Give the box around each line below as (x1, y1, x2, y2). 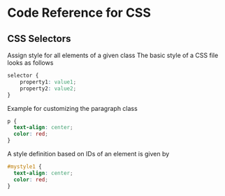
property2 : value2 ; (20, 85, 77, 92)
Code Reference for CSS (7, 5, 152, 21)
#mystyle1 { (7, 163, 42, 170)
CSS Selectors (7, 33, 71, 45)
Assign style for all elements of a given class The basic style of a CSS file (7, 51, 219, 59)
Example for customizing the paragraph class (7, 104, 138, 112)
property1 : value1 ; (20, 78, 77, 85)
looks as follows (7, 59, 54, 67)
